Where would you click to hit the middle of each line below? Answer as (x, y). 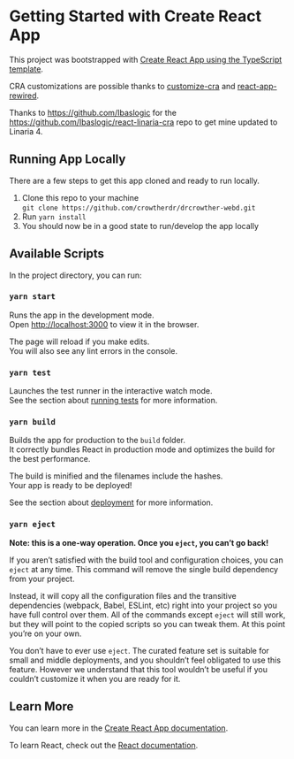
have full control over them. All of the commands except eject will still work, (147, 614)
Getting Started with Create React (136, 16)
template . (26, 69)
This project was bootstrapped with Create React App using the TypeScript (146, 59)
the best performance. (50, 459)
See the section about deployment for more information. (111, 502)
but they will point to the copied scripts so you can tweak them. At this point (147, 624)
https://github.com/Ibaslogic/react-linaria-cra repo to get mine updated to (143, 122)
